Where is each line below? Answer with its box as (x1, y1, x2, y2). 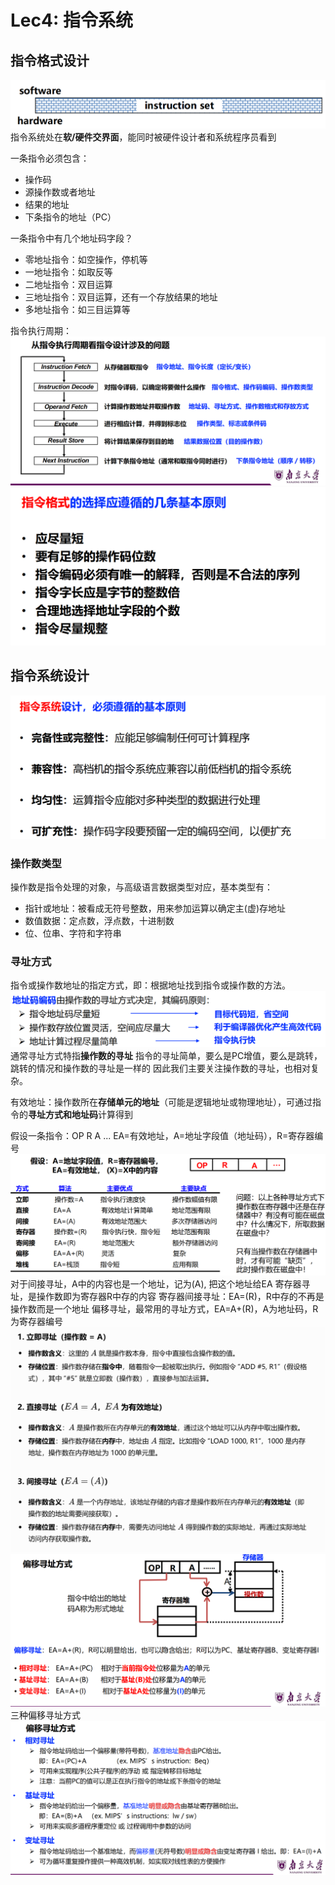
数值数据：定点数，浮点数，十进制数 (24, 914, 175, 926)
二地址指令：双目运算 (24, 278, 113, 290)
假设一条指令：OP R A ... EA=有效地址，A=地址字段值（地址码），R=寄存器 (10, 1130, 315, 1142)
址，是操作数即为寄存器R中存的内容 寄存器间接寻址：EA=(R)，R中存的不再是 (10, 1290, 325, 1302)
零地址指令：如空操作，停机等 (24, 253, 148, 265)
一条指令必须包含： (10, 152, 90, 164)
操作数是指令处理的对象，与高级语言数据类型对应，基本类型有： (10, 881, 273, 893)
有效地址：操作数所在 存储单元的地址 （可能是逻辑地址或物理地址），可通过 (10, 1096, 313, 1108)
